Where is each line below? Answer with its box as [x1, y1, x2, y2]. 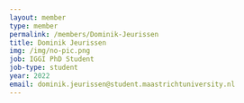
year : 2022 [9, 72, 50, 81]
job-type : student [9, 64, 78, 73]
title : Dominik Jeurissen [9, 38, 106, 47]
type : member [9, 21, 59, 30]
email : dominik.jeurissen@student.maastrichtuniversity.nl [9, 80, 236, 89]
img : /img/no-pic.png [9, 47, 91, 56]
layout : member [9, 13, 67, 22]
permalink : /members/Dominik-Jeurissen [9, 30, 159, 39]
